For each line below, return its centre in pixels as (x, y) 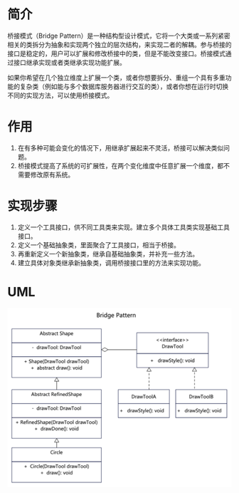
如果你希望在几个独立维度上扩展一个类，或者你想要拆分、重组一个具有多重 (116, 77)
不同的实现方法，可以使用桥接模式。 (60, 95)
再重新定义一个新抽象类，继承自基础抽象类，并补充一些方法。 (108, 254)
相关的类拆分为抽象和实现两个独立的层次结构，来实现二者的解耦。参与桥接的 (119, 44)
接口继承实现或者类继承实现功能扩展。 (69, 62)
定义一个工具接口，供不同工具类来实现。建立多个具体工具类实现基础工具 (123, 227)
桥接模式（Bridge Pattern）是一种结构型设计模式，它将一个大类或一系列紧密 (119, 36)
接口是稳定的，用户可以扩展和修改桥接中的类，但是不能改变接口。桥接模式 (116, 53)
